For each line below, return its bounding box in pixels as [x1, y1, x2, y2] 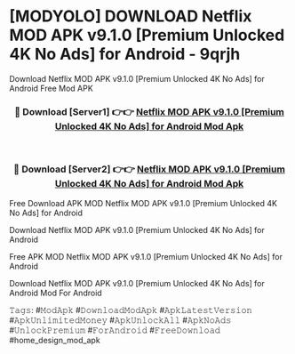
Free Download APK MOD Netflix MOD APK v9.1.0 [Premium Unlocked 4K [9, 197, 278, 208]
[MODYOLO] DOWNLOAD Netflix [9, 6, 252, 27]
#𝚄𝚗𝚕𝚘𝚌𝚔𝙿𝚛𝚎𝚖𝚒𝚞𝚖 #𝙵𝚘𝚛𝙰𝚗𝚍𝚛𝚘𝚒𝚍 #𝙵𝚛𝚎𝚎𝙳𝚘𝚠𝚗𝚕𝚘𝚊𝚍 [9, 325, 220, 335]
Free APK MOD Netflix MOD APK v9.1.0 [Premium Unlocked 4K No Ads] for [9, 251, 283, 261]
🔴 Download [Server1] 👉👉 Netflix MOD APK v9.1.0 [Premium [14, 105, 284, 117]
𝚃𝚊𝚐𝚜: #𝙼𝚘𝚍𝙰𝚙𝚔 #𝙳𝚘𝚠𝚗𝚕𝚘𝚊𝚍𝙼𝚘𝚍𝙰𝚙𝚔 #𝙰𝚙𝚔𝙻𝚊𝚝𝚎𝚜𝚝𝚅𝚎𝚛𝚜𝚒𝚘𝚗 [9, 304, 253, 315]
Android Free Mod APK [9, 83, 93, 93]
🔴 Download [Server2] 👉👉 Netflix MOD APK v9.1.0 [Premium [12, 163, 286, 175]
